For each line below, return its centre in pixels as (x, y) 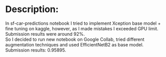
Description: (32, 9)
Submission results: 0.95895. (36, 50)
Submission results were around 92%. (45, 34)
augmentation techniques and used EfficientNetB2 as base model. (74, 44)
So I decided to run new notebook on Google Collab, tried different (75, 39)
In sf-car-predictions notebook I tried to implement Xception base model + (83, 23)
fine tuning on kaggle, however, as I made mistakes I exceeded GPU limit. (82, 28)
